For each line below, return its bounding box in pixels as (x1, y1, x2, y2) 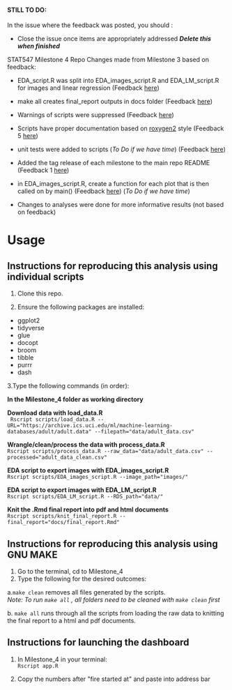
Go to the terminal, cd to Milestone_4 (17, 567, 123, 576)
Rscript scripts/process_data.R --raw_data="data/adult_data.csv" (7, 448, 204, 455)
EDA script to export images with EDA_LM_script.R (7, 486, 157, 494)
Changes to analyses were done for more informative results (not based (17, 201, 224, 209)
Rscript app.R (17, 662, 59, 669)
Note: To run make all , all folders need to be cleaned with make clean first (7, 596, 221, 604)
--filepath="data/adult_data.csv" (94, 429, 195, 436)
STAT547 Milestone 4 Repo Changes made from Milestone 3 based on (7, 56, 209, 64)
